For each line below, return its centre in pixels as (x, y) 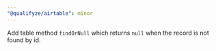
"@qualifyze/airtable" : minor (50, 13)
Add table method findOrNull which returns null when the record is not (108, 33)
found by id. (24, 40)
